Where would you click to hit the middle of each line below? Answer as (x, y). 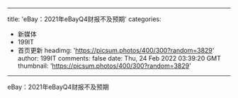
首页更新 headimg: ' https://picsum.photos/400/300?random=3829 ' (116, 50)
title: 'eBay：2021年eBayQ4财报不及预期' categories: (84, 19)
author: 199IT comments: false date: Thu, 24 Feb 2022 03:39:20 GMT (119, 58)
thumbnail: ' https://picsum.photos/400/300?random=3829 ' (104, 66)
